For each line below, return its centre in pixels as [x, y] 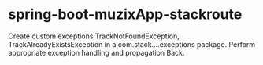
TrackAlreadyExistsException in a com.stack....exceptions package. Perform [132, 44]
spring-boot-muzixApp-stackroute [125, 14]
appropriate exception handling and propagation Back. [96, 52]
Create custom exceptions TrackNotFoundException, [94, 36]
